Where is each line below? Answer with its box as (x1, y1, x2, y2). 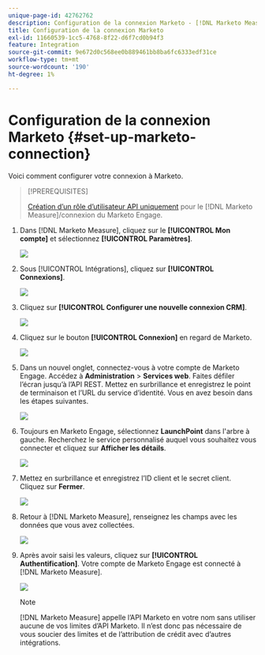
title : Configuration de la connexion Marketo (8, 26, 164, 34)
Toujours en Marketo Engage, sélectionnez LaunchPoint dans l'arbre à (19, 426, 250, 435)
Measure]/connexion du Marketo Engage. (27, 210, 163, 220)
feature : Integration (8, 41, 80, 49)
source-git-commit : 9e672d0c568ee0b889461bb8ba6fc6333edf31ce (8, 48, 217, 56)
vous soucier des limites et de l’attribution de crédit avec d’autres (19, 629, 231, 638)
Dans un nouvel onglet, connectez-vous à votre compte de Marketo (19, 363, 240, 372)
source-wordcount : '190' (8, 63, 90, 71)
